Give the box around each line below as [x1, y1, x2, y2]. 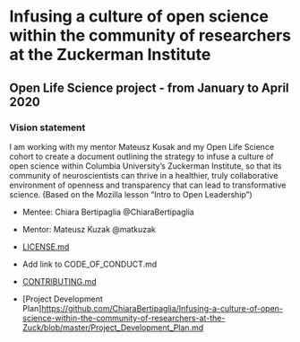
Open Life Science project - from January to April [9, 80, 289, 95]
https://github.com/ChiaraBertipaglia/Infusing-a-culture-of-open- [41, 303, 284, 313]
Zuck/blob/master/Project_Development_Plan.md [21, 321, 204, 333]
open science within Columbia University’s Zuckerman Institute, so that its [9, 160, 282, 171]
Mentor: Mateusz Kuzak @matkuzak [21, 224, 157, 234]
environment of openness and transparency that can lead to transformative [9, 180, 287, 190]
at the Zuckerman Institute [9, 45, 211, 65]
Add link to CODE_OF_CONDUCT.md [21, 259, 158, 269]
